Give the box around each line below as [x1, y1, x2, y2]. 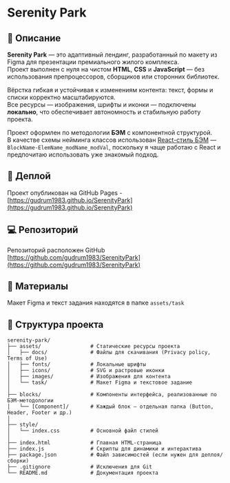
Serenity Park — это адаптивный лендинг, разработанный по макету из [7, 50, 218, 59]
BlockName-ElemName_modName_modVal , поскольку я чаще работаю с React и [7, 143, 222, 151]
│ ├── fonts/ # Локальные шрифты [7, 361, 147, 368]
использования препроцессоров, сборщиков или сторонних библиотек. [7, 72, 220, 81]
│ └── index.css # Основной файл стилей [7, 427, 158, 435]
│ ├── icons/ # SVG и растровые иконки [7, 367, 165, 374]
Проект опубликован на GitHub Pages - [7, 188, 123, 197]
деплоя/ [201, 451, 224, 459]
